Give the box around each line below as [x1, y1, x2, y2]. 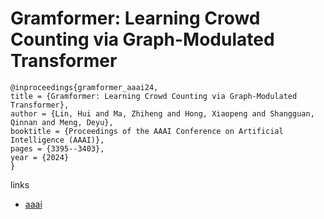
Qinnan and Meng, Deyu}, [10, 117, 114, 127]
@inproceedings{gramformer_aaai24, [10, 82, 159, 92]
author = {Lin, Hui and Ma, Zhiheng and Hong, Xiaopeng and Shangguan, [10, 108, 315, 119]
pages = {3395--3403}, [10, 143, 105, 154]
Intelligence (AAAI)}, [10, 135, 105, 145]
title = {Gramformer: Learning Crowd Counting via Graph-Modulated [10, 91, 298, 101]
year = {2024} [10, 152, 70, 162]
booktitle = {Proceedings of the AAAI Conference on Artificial [10, 126, 284, 136]
